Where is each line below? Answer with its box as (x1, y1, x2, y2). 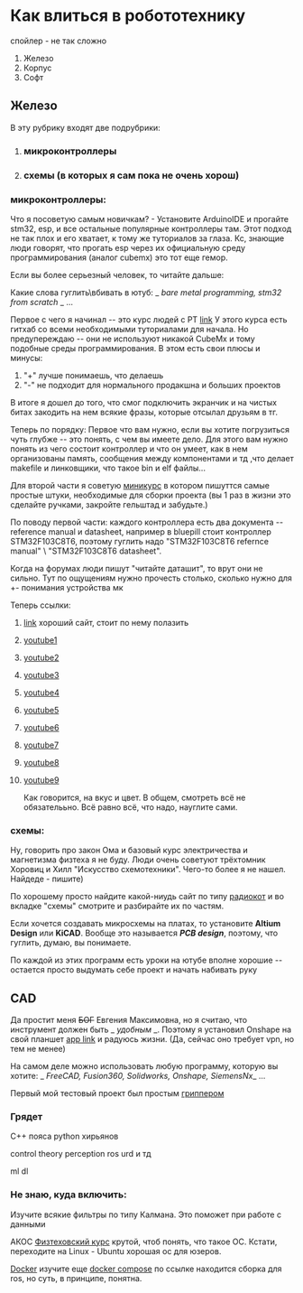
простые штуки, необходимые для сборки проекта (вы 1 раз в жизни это (10, 489, 291, 500)
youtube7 (23, 740, 60, 750)
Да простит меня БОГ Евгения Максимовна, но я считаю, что (10, 1015, 247, 1025)
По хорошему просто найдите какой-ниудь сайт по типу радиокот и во (10, 891, 285, 902)
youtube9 (23, 774, 60, 786)
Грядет (10, 1110, 43, 1122)
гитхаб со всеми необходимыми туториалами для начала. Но (10, 323, 249, 334)
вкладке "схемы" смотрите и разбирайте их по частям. (10, 900, 225, 912)
